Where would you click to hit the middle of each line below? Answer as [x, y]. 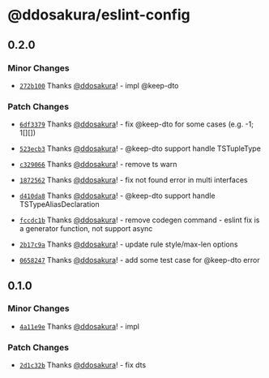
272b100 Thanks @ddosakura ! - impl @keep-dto [99, 85]
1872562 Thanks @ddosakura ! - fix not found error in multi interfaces [133, 180]
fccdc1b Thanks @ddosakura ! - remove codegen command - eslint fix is [139, 220]
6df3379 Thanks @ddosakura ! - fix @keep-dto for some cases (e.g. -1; [137, 124]
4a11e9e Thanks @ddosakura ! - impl [79, 326]
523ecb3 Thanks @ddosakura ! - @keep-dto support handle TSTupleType [140, 148]
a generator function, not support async [86, 229]
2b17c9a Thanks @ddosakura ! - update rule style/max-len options [128, 244]
